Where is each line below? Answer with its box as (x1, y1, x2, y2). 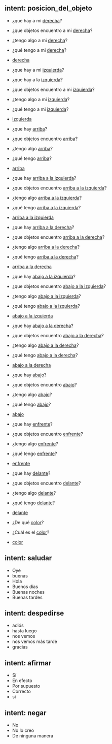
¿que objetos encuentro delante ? (12, 480, 81, 486)
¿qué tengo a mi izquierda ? (12, 106, 69, 112)
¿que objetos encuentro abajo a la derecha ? (12, 332, 104, 338)
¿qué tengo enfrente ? (12, 450, 57, 457)
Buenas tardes (12, 594, 43, 600)
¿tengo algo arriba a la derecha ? (12, 244, 80, 250)
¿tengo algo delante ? (12, 490, 56, 496)
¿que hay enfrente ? (12, 421, 53, 427)
